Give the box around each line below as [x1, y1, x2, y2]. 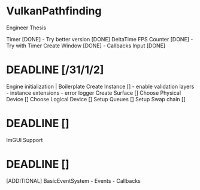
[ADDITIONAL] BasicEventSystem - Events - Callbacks [6, 177, 141, 184]
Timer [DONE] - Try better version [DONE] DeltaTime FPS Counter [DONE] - [6, 35, 193, 43]
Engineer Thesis [6, 24, 47, 31]
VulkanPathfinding [6, 4, 102, 18]
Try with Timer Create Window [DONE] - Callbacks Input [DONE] [6, 42, 166, 49]
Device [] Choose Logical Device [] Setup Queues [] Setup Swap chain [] [6, 95, 186, 102]
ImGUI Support [6, 136, 43, 143]
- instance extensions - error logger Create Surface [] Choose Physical [6, 89, 181, 96]
